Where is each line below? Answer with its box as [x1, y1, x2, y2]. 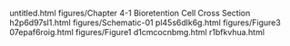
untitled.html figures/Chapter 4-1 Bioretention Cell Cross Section [9, 8, 251, 18]
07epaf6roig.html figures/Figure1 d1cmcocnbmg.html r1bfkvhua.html [9, 27, 265, 37]
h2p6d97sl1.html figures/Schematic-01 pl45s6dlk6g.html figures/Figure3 [9, 17, 282, 28]
